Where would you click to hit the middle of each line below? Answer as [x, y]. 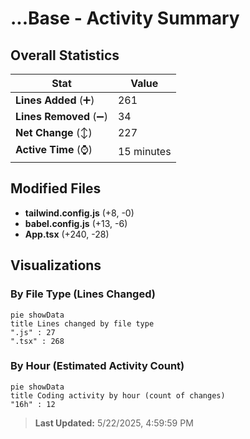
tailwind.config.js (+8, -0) [79, 213]
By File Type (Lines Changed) [83, 294]
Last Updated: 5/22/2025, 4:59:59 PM [114, 423]
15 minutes [144, 151]
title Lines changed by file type [82, 323]
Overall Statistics [65, 55]
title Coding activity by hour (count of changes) [118, 395]
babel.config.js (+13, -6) [76, 223]
